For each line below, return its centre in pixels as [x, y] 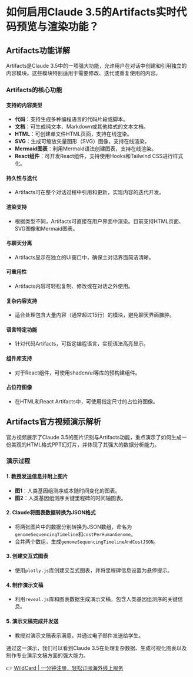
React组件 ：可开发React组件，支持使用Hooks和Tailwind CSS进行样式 [99, 156]
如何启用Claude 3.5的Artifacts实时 [91, 12]
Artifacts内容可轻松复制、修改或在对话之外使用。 [74, 286]
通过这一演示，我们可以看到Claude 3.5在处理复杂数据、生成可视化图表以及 [96, 648]
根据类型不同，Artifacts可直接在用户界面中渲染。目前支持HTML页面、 [99, 221]
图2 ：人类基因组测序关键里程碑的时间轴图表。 [70, 498]
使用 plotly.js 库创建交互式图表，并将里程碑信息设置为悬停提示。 [94, 570]
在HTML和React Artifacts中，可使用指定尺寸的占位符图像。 [86, 401]
